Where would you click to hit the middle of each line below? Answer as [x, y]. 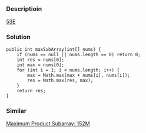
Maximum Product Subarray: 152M [48, 124]
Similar [16, 111]
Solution [19, 37]
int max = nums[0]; [41, 65]
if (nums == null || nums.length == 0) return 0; [79, 54]
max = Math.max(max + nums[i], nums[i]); [79, 75]
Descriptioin [24, 9]
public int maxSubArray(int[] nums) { [54, 49]
